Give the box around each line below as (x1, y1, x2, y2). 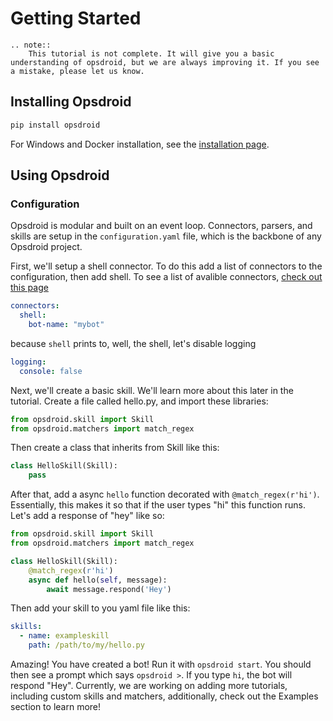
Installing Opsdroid (10, 93, 132, 111)
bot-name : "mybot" (28, 320, 105, 330)
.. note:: (10, 40, 52, 50)
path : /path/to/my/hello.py (28, 640, 145, 651)
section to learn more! (10, 701, 102, 713)
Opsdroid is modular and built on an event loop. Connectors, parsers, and (10, 220, 313, 232)
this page (10, 282, 49, 294)
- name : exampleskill (19, 631, 110, 641)
